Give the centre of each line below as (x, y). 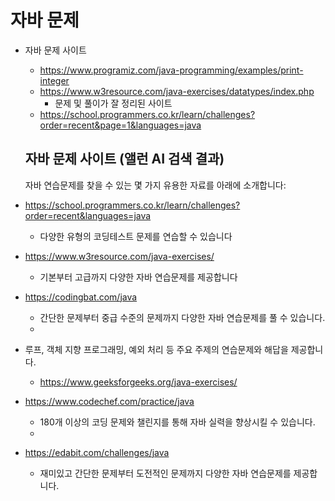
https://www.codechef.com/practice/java (109, 401)
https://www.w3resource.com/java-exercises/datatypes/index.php (177, 91)
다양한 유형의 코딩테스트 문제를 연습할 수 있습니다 (136, 236)
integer (54, 80)
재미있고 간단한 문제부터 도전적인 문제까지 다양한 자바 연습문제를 (165, 473)
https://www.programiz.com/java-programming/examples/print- (171, 70)
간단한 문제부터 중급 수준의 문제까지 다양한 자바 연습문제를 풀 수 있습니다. (182, 317)
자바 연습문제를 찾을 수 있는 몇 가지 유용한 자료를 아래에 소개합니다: (155, 185)
